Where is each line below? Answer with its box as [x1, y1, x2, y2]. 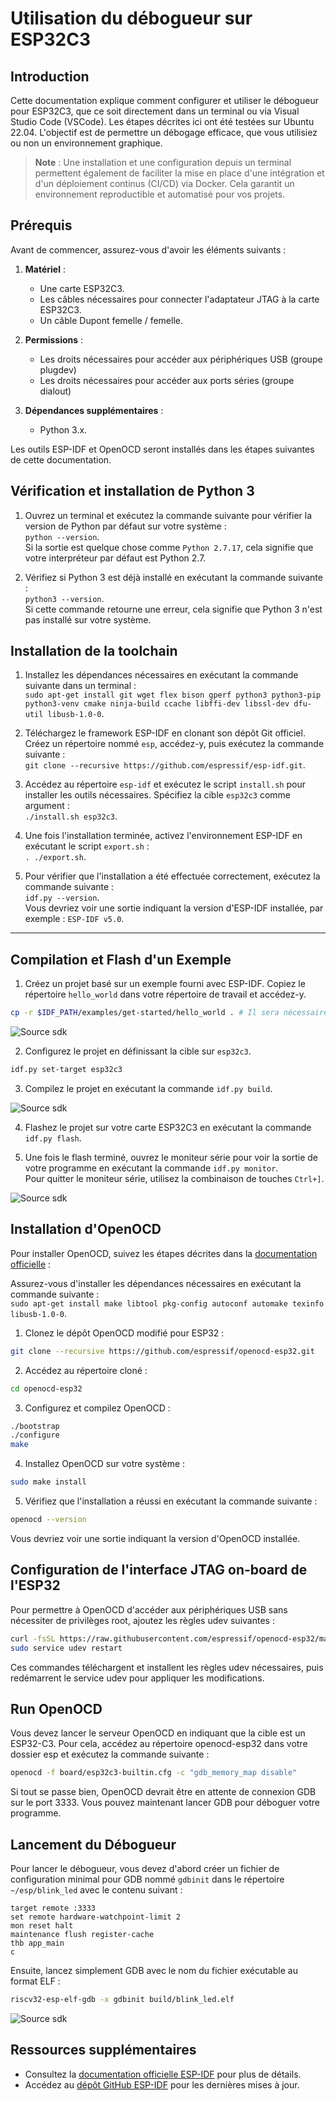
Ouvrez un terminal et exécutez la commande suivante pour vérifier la [24, 509, 313, 521]
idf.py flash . [24, 1132, 82, 1144]
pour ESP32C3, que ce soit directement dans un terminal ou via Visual [10, 105, 300, 117]
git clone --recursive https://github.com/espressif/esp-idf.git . [24, 759, 306, 771]
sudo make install [10, 1477, 87, 1487]
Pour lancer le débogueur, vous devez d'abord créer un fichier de [10, 1863, 280, 1874]
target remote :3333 [10, 1903, 97, 1913]
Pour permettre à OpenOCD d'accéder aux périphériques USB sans [10, 1603, 288, 1616]
